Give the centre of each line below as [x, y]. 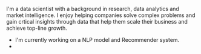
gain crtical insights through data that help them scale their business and [97, 22]
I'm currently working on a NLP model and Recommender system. [97, 40]
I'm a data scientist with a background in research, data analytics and [93, 9]
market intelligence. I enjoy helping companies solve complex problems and [101, 15]
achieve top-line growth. [37, 28]
